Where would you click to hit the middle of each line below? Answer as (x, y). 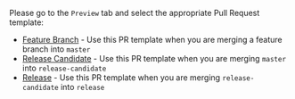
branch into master (56, 49)
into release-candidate (64, 68)
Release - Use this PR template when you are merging (121, 78)
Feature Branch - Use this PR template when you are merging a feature (152, 40)
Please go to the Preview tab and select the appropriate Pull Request (135, 13)
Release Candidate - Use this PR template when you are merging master (154, 58)
